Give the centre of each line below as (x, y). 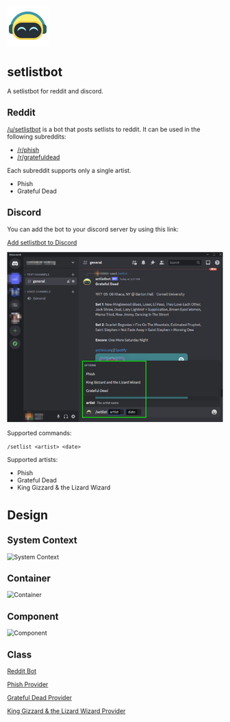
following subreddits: (37, 137)
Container (29, 579)
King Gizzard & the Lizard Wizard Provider (66, 711)
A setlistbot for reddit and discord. (55, 91)
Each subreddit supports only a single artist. (69, 170)
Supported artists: (33, 459)
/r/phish (28, 150)
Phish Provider (28, 684)
